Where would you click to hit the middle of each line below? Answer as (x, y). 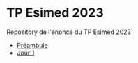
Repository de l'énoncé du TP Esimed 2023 (69, 32)
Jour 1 (25, 53)
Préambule (32, 45)
